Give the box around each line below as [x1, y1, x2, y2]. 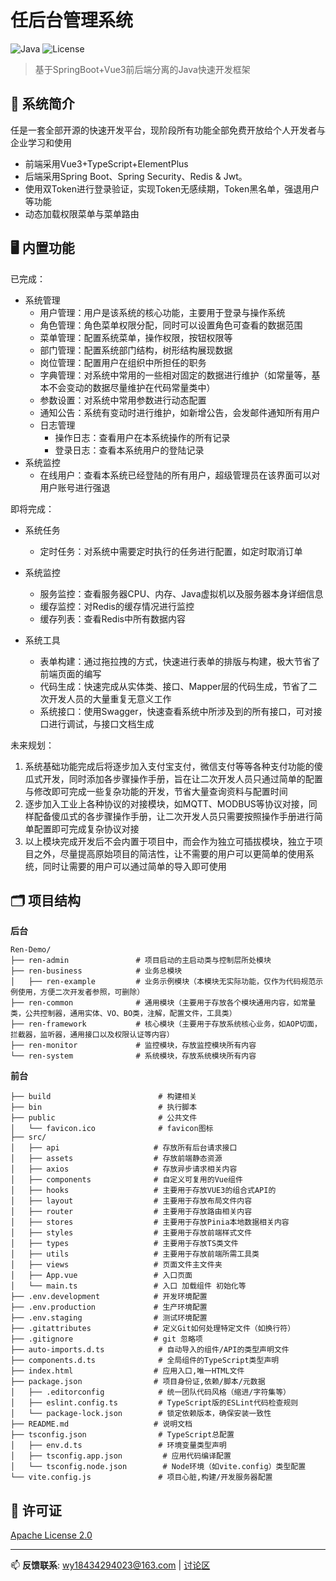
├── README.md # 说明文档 [10, 1419, 193, 1430]
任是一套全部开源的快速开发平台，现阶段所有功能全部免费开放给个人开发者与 [10, 124, 326, 136]
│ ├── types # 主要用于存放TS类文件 [10, 1239, 239, 1249]
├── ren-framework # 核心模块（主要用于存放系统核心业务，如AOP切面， [10, 1019, 322, 1030]
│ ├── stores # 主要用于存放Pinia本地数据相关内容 [10, 1217, 290, 1228]
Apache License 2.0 [10, 1529, 93, 1541]
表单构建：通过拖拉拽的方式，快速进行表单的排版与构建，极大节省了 [39, 655, 321, 667]
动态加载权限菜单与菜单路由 [24, 207, 140, 220]
